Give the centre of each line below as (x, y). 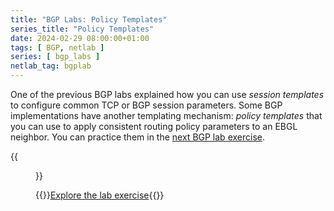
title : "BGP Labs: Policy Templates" (89, 19)
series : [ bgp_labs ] (55, 57)
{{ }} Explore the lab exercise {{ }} (100, 195)
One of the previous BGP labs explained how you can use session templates (167, 94)
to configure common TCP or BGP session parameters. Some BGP (146, 105)
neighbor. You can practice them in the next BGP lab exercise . (137, 137)
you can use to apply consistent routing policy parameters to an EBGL (154, 126)
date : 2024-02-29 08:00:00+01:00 (80, 38)
